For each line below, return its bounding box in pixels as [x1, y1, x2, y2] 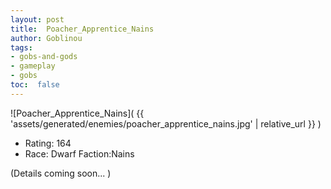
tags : [10, 42, 33, 53]
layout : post [10, 14, 65, 25]
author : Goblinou [10, 33, 83, 43]
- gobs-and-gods [10, 52, 78, 62]
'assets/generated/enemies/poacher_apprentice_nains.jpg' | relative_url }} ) [10, 117, 322, 130]
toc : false [10, 80, 60, 90]
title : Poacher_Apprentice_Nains [10, 24, 155, 34]
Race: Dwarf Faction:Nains [24, 147, 135, 160]
